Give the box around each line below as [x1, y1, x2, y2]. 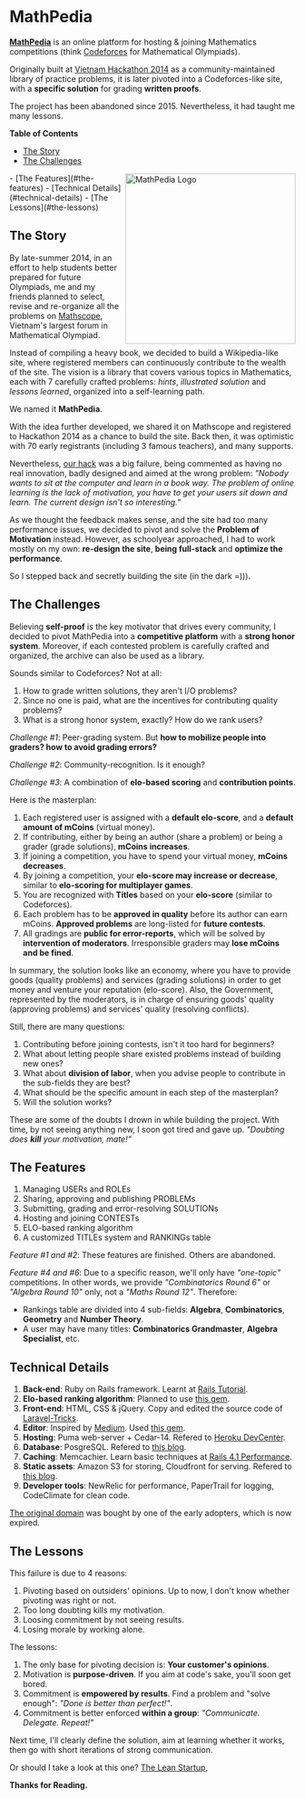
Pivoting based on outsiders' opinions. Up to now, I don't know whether [22, 1585, 290, 1596]
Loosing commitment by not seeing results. [22, 1614, 184, 1624]
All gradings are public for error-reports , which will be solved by [22, 927, 266, 938]
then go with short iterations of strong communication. [9, 1744, 213, 1755]
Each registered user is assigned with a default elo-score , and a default [22, 812, 294, 823]
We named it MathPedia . [9, 403, 103, 415]
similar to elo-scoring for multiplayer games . [22, 879, 193, 890]
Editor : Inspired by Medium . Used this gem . [22, 1423, 186, 1434]
